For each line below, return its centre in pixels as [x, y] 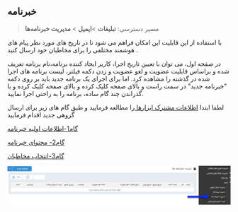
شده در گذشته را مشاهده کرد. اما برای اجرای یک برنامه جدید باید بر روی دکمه [109, 78]
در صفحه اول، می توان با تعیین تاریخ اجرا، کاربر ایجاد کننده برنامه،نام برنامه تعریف [114, 64]
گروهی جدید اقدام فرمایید [41, 114]
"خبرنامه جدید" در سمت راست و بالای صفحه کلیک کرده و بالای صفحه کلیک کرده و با [117, 86]
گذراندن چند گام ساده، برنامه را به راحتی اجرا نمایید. [75, 93]
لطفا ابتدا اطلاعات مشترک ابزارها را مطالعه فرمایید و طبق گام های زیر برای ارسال [116, 107]
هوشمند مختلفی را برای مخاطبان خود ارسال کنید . [73, 49]
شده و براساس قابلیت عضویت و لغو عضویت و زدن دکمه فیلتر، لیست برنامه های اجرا [118, 71]
